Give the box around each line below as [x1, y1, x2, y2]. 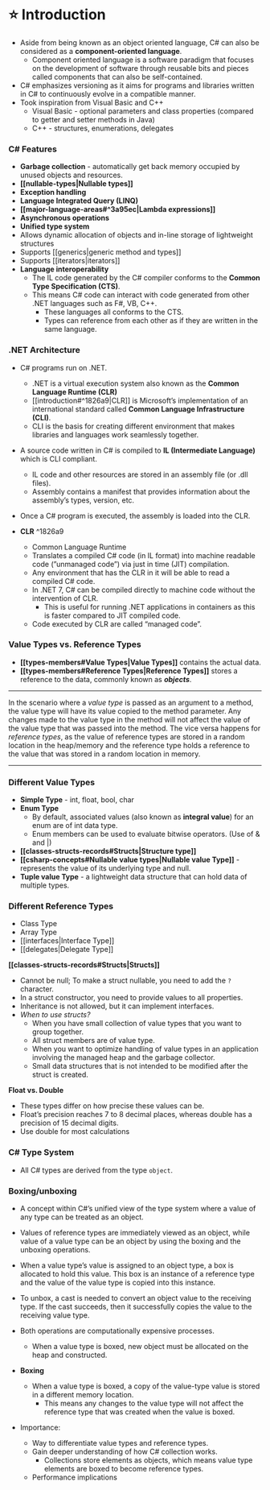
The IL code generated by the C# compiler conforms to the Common [31, 273, 261, 283]
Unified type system [19, 221, 90, 231]
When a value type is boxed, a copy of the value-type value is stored [31, 1381, 260, 1391]
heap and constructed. [31, 1350, 108, 1360]
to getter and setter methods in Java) [31, 114, 155, 124]
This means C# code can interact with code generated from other [31, 290, 250, 300]
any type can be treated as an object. [19, 1212, 145, 1222]
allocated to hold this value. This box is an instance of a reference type [19, 1269, 255, 1279]
